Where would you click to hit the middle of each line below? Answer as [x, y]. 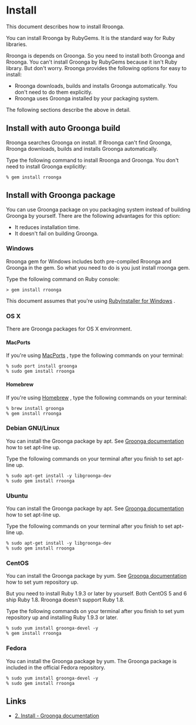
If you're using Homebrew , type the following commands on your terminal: [97, 398]
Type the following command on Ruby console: [63, 279]
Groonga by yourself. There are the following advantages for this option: [93, 216]
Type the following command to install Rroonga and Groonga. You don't [92, 160]
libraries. [17, 44]
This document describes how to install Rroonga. [65, 27]
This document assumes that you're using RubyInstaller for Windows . [91, 300]
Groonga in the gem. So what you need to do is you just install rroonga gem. [98, 267]
